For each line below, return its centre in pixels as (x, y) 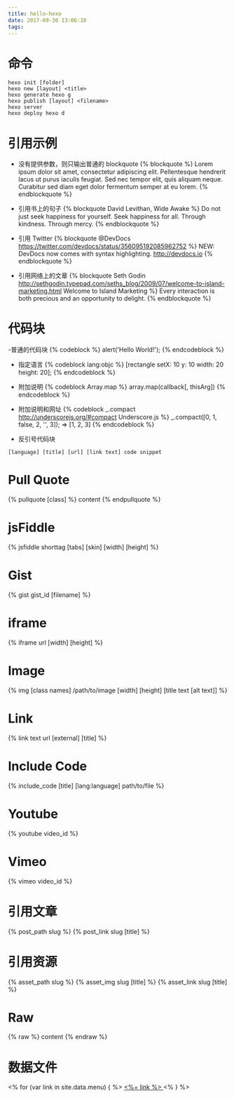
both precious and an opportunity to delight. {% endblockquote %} (115, 298)
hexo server (25, 107)
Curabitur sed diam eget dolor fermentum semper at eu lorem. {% (113, 187)
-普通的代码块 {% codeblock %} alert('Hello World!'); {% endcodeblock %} (116, 350)
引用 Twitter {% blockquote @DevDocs (74, 238)
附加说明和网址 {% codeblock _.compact (77, 409)
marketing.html (40, 291)
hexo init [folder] (36, 83)
